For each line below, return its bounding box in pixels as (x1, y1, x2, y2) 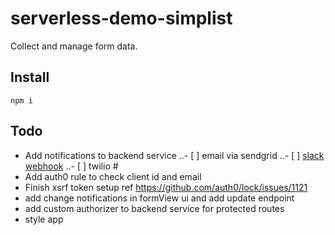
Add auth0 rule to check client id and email (24, 170, 202, 182)
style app (24, 213, 64, 225)
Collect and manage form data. (10, 40, 138, 52)
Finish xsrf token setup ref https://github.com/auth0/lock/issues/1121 (24, 181, 308, 193)
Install (10, 69, 50, 86)
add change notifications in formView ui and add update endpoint (24, 192, 295, 204)
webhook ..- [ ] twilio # (24, 160, 119, 172)
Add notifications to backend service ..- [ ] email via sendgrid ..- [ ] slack (24, 149, 325, 161)
